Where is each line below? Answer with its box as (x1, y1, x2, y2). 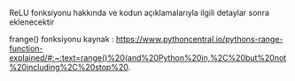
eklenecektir (9, 17, 55, 27)
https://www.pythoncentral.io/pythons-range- (115, 34, 283, 44)
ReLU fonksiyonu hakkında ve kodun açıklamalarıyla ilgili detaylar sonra (9, 8, 270, 18)
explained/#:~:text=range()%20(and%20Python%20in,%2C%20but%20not (9, 53, 287, 63)
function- (9, 43, 43, 54)
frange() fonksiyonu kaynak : (9, 34, 114, 44)
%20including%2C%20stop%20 (9, 62, 128, 72)
